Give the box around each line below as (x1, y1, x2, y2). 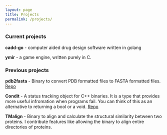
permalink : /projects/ (5, 16, 52, 21)
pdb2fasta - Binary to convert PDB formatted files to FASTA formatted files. (5, 78, 161, 84)
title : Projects (5, 12, 39, 17)
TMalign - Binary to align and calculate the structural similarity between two (5, 113, 162, 119)
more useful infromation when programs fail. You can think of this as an (5, 98, 152, 104)
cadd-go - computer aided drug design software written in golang (5, 44, 141, 50)
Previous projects (5, 66, 49, 73)
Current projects (5, 33, 46, 40)
